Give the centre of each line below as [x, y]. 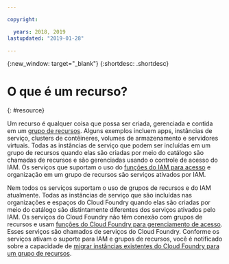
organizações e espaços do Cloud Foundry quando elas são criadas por [109, 202]
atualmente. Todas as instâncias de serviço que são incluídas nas [99, 195]
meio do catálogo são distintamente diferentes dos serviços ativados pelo [111, 210]
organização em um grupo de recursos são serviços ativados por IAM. [107, 175]
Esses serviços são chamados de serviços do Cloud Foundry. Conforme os [113, 232]
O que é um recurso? [68, 92]
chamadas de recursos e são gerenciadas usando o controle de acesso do [112, 160]
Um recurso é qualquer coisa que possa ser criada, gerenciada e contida [110, 123]
